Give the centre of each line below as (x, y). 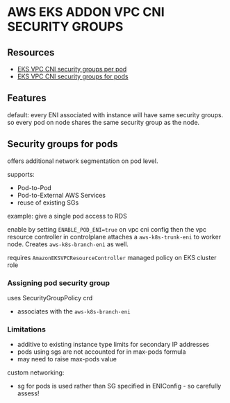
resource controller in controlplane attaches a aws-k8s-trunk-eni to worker (114, 237)
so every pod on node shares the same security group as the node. (104, 122)
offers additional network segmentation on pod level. (83, 161)
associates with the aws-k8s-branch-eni (74, 311)
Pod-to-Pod (34, 187)
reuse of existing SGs (48, 203)
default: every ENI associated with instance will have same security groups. (115, 114)
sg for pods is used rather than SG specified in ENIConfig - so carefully (119, 386)
